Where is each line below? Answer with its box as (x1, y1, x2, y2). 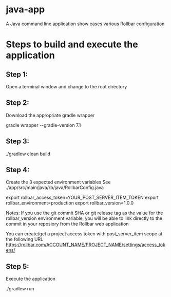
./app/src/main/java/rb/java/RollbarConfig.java (6, 184, 104, 191)
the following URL (6, 236, 44, 243)
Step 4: (6, 165, 30, 174)
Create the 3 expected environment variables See (6, 179, 111, 185)
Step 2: (6, 99, 30, 107)
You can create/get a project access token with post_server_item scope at (6, 231, 163, 237)
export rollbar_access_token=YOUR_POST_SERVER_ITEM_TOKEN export (6, 194, 159, 201)
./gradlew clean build (6, 151, 51, 157)
